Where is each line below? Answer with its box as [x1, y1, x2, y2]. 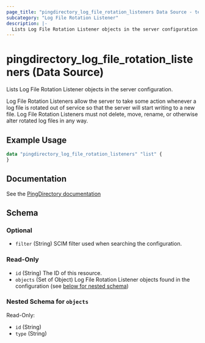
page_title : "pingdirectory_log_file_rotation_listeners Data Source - [6, 9, 192, 15]
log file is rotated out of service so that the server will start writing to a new [6, 104, 195, 111]
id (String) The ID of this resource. [15, 269, 103, 276]
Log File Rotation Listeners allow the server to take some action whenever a [6, 97, 196, 105]
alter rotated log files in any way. [6, 117, 88, 124]
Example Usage [6, 135, 67, 145]
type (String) [15, 330, 47, 337]
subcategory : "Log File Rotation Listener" [6, 15, 119, 21]
